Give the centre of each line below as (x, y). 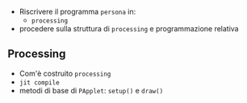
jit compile (39, 82)
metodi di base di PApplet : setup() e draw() (91, 90)
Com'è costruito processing (65, 73)
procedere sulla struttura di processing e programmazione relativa (129, 29)
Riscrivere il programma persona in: (77, 12)
